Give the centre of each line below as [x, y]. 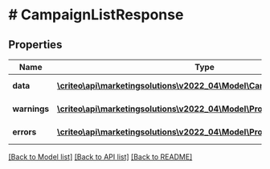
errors [25, 132]
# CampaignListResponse [96, 15]
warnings [31, 109]
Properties [35, 45]
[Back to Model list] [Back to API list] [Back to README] [100, 157]
